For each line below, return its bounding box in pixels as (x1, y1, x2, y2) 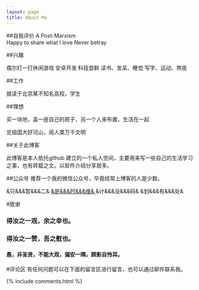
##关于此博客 (6, 141, 40, 148)
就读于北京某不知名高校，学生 (6, 90, 80, 97)
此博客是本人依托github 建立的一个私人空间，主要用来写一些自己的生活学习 (6, 154, 194, 161)
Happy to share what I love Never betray (6, 39, 107, 46)
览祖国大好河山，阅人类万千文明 (6, 128, 86, 136)
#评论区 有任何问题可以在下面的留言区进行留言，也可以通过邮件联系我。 (6, 265, 186, 272)
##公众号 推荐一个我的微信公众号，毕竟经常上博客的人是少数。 (6, 174, 163, 182)
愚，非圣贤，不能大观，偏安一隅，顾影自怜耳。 (6, 251, 123, 258)
